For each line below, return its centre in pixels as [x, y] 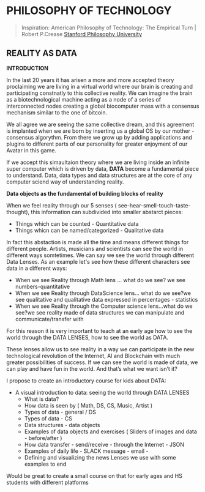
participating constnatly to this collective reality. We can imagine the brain [99, 93]
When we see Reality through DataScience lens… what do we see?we [103, 293]
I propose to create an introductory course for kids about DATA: [86, 381]
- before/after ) [43, 438]
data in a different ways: [37, 268]
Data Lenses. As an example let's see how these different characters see [98, 261]
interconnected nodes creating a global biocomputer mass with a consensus [103, 106]
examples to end [45, 464]
